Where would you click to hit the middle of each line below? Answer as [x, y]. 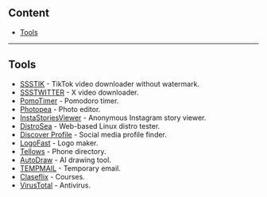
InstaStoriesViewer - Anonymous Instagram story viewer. [113, 118]
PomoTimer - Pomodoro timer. [69, 100]
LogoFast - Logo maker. [59, 143]
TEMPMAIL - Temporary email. [70, 168]
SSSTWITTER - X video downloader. [79, 92]
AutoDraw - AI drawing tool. [65, 160]
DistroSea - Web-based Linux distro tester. [90, 126]
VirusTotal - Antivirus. [55, 185]
